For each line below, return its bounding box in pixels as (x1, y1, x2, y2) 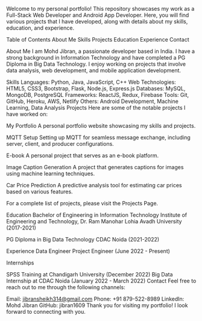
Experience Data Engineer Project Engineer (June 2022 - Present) (6, 248, 171, 255)
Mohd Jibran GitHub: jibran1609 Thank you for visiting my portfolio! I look (6, 302, 188, 309)
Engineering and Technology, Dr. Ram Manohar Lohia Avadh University (6, 218, 182, 225)
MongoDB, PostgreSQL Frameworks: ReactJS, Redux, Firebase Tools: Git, (6, 92, 189, 98)
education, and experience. (6, 24, 74, 31)
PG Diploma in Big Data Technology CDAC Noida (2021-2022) (6, 236, 160, 243)
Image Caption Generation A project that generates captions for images (6, 164, 184, 170)
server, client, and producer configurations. (6, 140, 115, 147)
